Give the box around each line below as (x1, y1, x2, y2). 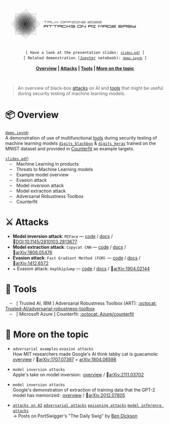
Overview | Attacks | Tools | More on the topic (36, 66, 134, 71)
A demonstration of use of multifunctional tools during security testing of (5, 135, 157, 141)
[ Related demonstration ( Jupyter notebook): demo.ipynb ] (23, 55, 147, 60)
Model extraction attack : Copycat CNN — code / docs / (12, 244, 126, 250)
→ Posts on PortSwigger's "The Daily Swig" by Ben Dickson (12, 413, 138, 419)
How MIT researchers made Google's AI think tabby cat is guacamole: (12, 351, 159, 357)
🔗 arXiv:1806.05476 (12, 249, 53, 255)
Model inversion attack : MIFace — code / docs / (12, 233, 113, 239)
